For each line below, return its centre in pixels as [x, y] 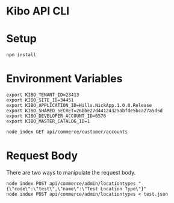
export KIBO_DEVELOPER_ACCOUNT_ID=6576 [56, 116]
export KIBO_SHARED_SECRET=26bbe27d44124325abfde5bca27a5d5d [85, 111]
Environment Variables [64, 79]
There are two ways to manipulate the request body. [71, 172]
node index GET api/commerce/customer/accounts [67, 132]
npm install [21, 55]
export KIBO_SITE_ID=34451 [40, 100]
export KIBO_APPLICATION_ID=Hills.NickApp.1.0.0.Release [79, 106]
